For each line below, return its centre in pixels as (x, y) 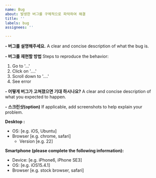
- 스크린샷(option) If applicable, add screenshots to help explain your (74, 107)
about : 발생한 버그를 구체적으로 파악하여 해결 (45, 14)
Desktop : (15, 122)
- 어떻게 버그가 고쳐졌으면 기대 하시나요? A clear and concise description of (78, 91)
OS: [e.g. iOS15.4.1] (31, 165)
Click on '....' (24, 71)
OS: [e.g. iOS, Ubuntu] (34, 131)
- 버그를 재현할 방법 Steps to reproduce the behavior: (57, 57)
